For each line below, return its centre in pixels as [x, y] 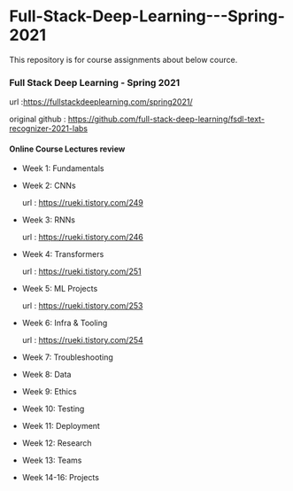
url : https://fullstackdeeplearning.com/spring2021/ [101, 102]
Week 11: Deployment [61, 426]
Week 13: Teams [52, 460]
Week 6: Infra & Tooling [65, 323]
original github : [38, 119]
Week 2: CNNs [49, 186]
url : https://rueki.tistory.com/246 [82, 238]
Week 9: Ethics [49, 392]
